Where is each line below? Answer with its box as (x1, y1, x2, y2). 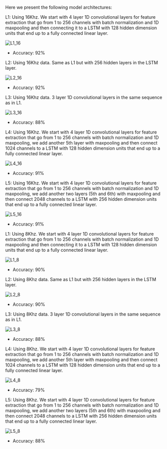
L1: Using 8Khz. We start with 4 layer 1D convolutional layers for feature (5, 231, 154, 237)
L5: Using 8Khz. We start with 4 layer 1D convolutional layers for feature (5, 397, 155, 402)
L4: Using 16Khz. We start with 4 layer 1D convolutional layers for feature (5, 129, 157, 135)
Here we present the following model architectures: (5, 5, 112, 10)
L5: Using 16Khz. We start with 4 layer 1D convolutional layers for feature (5, 180, 157, 186)
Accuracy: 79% (12, 387, 45, 393)
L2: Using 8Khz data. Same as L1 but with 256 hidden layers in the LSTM (5, 277, 156, 282)
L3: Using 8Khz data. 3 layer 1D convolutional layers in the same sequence (5, 311, 161, 317)
